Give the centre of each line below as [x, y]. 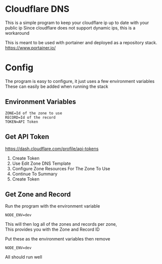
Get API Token [27, 137]
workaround [17, 33]
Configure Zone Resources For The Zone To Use [61, 168]
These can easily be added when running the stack [57, 86]
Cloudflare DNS [37, 9]
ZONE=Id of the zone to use [34, 113]
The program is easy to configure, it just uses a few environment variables [80, 81]
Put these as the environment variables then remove [58, 239]
